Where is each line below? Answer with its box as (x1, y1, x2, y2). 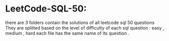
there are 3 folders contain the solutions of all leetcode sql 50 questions (5, 19, 155, 25)
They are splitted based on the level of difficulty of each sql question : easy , (5, 24, 164, 30)
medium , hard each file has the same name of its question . (5, 30, 130, 36)
